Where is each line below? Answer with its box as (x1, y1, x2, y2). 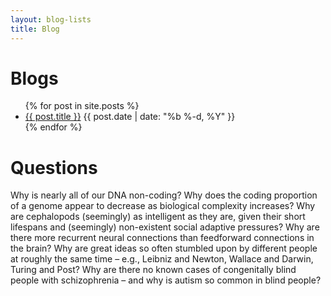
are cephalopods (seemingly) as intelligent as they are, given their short (10, 211, 306, 223)
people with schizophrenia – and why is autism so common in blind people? (10, 274, 322, 286)
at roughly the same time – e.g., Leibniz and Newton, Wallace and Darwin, (10, 253, 314, 265)
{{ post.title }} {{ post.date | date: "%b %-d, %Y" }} (24, 111, 236, 123)
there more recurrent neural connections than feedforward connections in (10, 232, 315, 244)
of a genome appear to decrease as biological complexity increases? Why (10, 200, 316, 212)
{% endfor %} (24, 121, 83, 133)
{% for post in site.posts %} (24, 100, 140, 112)
